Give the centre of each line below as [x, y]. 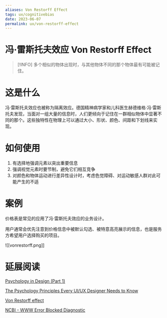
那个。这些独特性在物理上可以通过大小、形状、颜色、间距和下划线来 [83, 120]
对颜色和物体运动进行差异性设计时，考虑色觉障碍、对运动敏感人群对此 [84, 175]
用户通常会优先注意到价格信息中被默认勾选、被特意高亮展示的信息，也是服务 [83, 229]
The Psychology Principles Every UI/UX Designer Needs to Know [72, 291]
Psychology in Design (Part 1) [35, 281]
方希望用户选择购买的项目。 [34, 235]
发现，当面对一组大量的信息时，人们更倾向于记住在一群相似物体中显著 [85, 114]
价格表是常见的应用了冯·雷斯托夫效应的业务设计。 [56, 218]
